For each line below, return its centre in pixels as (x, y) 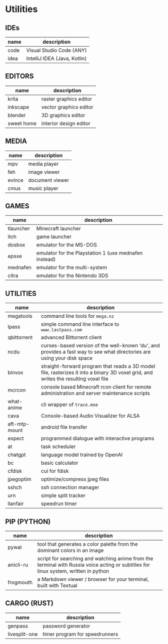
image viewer (44, 172)
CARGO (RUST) (29, 603)
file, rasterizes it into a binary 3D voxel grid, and (97, 372)
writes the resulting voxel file (74, 379)
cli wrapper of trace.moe (69, 405)
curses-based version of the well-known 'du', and (100, 346)
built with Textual (57, 586)
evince (15, 180)
